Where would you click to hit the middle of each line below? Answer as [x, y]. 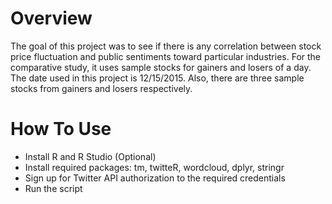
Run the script [53, 188]
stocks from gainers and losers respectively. [101, 88]
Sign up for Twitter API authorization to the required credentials [155, 178]
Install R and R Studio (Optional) [90, 156]
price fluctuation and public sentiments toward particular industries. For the [166, 56]
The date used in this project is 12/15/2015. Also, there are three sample [157, 78]
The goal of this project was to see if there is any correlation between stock [166, 46]
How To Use [61, 129]
